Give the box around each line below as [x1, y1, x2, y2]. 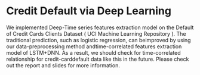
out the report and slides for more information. [6, 61, 121, 69]
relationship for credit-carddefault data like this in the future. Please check [6, 55, 189, 62]
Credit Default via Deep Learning [6, 4, 172, 18]
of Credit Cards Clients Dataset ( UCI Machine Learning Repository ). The [6, 30, 186, 37]
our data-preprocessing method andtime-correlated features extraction [6, 43, 182, 50]
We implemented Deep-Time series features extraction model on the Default [6, 24, 194, 31]
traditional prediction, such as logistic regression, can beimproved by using [6, 36, 191, 43]
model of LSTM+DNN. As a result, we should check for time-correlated [6, 49, 181, 56]
